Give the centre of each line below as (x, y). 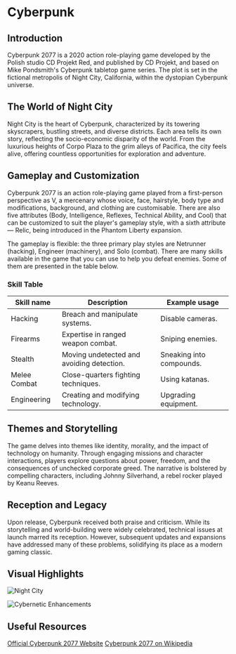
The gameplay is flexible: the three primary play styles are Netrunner (107, 244)
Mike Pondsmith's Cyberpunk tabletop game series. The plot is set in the (112, 70)
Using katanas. (185, 379)
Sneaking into (183, 354)
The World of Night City (60, 107)
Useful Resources (47, 626)
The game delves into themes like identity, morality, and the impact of (108, 445)
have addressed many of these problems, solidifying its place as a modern (115, 544)
